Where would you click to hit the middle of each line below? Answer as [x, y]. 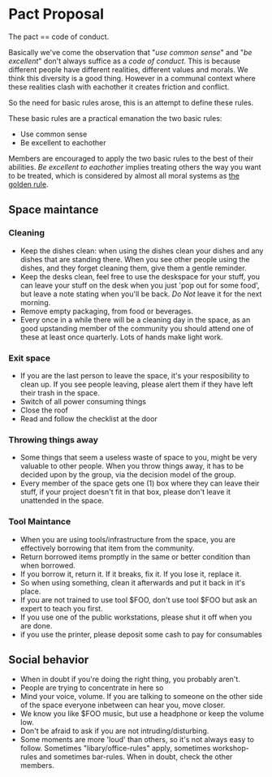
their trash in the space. [60, 393]
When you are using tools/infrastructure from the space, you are [127, 539]
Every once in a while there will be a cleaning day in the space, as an [135, 319]
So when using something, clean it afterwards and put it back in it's [133, 582]
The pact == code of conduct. [59, 37]
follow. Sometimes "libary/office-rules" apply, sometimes [115, 749]
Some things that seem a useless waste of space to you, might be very [138, 458]
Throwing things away [54, 439]
